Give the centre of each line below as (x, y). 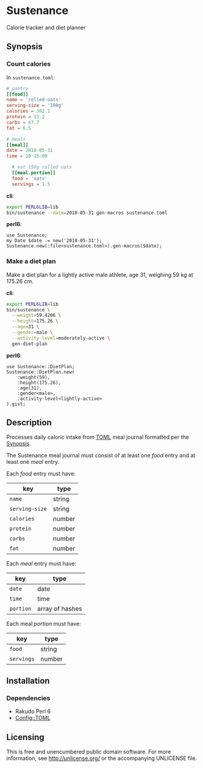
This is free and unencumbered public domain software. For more (89, 752)
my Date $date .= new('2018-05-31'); (54, 241)
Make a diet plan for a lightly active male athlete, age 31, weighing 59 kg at (100, 274)
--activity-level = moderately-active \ (61, 338)
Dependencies (28, 698)
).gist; (16, 404)
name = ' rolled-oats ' (34, 100)
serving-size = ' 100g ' (35, 105)
